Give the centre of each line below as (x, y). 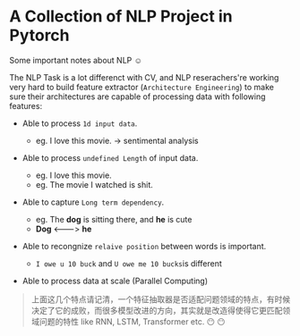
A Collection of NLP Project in (121, 17)
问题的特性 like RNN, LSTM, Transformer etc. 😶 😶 (132, 321)
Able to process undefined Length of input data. (110, 157)
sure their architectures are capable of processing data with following (137, 97)
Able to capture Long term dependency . (93, 202)
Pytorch (39, 35)
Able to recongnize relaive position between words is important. (144, 246)
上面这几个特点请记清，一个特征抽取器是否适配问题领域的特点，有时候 (161, 299)
